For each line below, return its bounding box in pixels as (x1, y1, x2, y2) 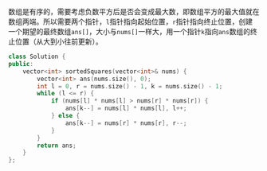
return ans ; (37, 142, 77, 150)
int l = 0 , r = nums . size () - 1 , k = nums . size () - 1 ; (37, 82, 223, 90)
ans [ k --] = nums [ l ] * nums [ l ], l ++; (65, 104, 187, 113)
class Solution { (8, 52, 66, 60)
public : (8, 60, 34, 68)
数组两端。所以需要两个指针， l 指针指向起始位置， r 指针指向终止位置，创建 (8, 17, 253, 26)
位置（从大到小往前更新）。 (14, 37, 103, 46)
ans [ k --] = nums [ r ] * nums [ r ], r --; (65, 119, 187, 127)
